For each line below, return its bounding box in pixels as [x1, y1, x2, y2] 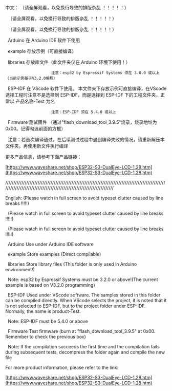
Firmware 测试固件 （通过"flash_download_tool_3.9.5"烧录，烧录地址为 [7, 119, 157, 125]
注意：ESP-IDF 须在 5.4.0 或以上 [51, 109, 116, 115]
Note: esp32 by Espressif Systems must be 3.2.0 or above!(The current [7, 276, 158, 283]
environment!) [5, 267, 35, 272]
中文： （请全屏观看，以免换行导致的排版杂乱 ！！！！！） [5, 5, 129, 10]
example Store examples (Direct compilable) [7, 251, 101, 257]
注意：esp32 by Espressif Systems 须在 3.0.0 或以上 [51, 70, 160, 76]
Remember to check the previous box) [5, 333, 86, 340]
